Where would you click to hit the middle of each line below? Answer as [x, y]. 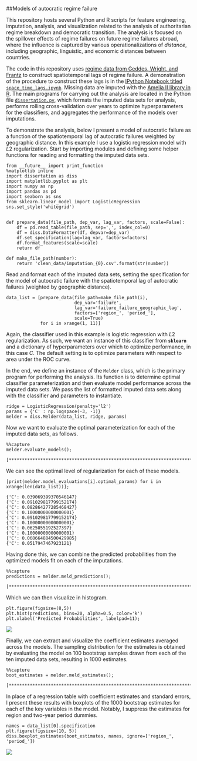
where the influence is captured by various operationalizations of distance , [96, 45]
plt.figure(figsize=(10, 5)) [42, 731]
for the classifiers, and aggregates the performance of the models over [92, 112]
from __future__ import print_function [55, 166]
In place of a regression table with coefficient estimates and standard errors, [98, 696]
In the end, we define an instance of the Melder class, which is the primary [96, 371]
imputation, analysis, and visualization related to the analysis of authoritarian [98, 26]
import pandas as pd [31, 192]
